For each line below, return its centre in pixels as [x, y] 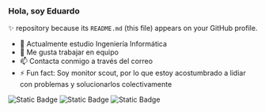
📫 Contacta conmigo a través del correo [86, 62]
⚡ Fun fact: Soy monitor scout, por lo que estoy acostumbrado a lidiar [133, 73]
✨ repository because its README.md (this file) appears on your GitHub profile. [133, 28]
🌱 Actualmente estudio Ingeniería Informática [93, 44]
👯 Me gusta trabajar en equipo [69, 52]
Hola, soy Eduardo [44, 11]
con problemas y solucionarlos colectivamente [96, 84]
